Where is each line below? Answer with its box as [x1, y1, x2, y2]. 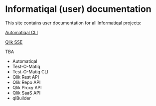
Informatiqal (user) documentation [5, 3, 152, 15]
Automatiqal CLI [5, 29, 38, 35]
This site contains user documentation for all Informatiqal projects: [5, 20, 142, 26]
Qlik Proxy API [12, 84, 42, 90]
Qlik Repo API [12, 79, 41, 85]
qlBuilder [12, 95, 31, 101]
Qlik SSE [5, 39, 23, 45]
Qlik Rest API [12, 74, 39, 80]
